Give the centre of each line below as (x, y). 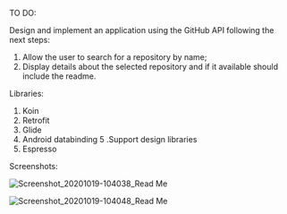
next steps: (30, 40)
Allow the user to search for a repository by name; (114, 57)
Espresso (39, 149)
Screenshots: (34, 166)
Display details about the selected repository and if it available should (150, 67)
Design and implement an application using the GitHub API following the (142, 30)
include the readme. (59, 76)
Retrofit (36, 120)
